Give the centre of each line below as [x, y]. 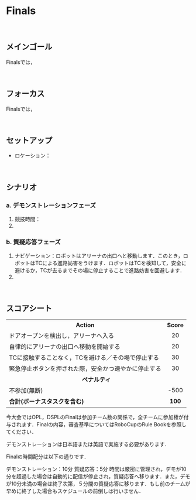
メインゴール [29, 47]
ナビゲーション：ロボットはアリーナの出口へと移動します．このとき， [99, 256]
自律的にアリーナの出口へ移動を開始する [65, 347]
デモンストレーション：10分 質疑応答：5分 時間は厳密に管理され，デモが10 [96, 469]
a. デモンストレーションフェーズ [51, 205]
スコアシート [29, 308]
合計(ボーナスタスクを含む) [47, 402]
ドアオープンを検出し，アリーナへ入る [62, 336]
